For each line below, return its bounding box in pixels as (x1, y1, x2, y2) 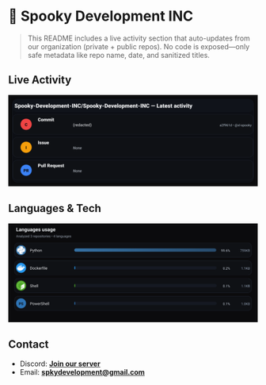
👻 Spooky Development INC (8, 7, 194, 25)
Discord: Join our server (19, 359, 101, 368)
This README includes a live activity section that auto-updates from (27, 33, 251, 43)
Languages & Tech (8, 202, 101, 215)
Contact (8, 337, 49, 352)
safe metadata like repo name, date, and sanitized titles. (27, 50, 210, 60)
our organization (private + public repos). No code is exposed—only (27, 41, 250, 51)
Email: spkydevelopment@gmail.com (19, 367, 145, 376)
